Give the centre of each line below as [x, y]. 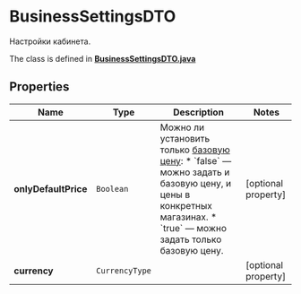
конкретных [186, 205]
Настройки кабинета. [50, 41]
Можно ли [182, 127]
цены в [175, 195]
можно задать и [195, 172]
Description [198, 112]
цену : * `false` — [196, 160]
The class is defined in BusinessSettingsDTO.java [103, 58]
